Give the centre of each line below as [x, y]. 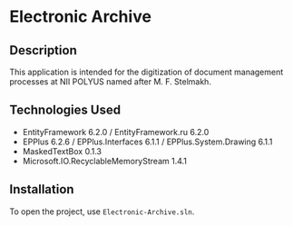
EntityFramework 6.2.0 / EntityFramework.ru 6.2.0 [116, 132]
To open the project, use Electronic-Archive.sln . [102, 211]
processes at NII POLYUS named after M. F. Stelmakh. [110, 82]
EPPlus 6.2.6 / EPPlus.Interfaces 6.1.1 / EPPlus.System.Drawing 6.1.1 [147, 142]
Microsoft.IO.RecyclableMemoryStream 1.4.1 [105, 161]
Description [43, 50]
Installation [42, 189]
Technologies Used [65, 110]
